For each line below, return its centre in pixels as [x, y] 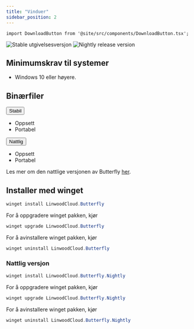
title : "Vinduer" [28, 12]
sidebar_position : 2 [32, 17]
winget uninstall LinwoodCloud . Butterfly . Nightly [69, 320]
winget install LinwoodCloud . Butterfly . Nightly [66, 276]
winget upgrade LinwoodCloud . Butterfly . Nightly [66, 298]
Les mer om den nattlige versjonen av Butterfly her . [69, 172]
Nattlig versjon [28, 263]
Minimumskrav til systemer [58, 63]
